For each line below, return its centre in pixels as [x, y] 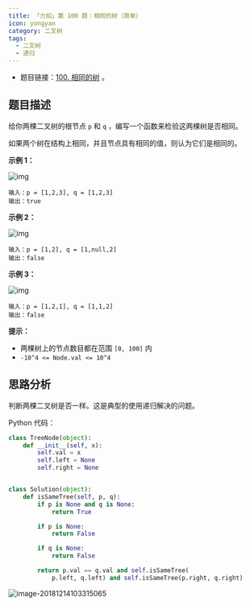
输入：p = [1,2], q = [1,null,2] [62, 249]
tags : [17, 38]
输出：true [25, 201]
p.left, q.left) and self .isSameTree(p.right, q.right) [147, 578]
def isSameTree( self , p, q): [72, 496]
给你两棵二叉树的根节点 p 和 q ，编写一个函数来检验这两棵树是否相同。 [126, 126]
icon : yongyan [32, 23]
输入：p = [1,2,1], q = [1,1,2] [61, 306]
